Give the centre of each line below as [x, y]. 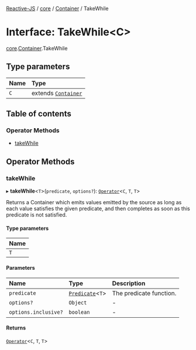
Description [129, 283]
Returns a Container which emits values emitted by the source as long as [94, 203]
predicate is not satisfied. [37, 215]
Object [78, 303]
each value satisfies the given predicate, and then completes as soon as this [98, 209]
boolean [79, 312]
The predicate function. [144, 293]
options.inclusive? [36, 312]
